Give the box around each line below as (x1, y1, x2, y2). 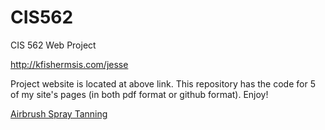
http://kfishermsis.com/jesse (10, 58, 129, 70)
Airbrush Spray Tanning (10, 107, 108, 120)
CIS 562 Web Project (10, 39, 97, 51)
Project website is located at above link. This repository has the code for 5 (10, 77, 316, 90)
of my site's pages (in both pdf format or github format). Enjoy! (10, 88, 269, 100)
